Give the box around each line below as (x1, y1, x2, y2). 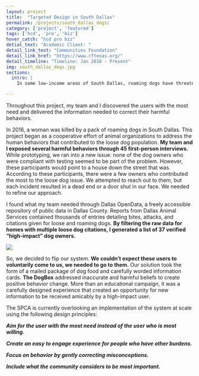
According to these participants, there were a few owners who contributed (6, 170, 188, 177)
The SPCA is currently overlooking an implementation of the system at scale (6, 304, 192, 311)
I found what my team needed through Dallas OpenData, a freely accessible (6, 201, 191, 208)
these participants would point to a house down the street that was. (6, 164, 171, 171)
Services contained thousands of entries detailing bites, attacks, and (6, 213, 174, 220)
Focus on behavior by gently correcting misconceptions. (6, 352, 149, 358)
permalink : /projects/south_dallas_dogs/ (6, 20, 110, 26)
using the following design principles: (6, 311, 98, 318)
